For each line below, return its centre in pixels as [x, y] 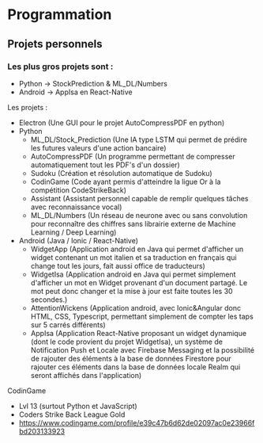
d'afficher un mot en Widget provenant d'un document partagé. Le [139, 282]
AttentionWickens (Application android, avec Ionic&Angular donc [136, 307]
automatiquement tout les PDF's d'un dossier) [105, 165]
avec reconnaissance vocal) [76, 207]
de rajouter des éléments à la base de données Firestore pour [131, 358]
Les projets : [28, 107]
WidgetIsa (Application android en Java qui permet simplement [133, 274]
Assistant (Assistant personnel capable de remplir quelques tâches [139, 198]
